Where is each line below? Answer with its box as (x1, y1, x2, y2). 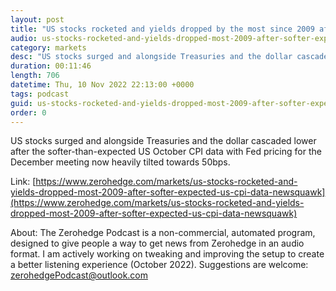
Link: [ (10, 176, 37, 188)
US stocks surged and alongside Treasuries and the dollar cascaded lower (10, 135, 317, 147)
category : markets (10, 42, 87, 53)
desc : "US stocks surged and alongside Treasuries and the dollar (10, 52, 293, 62)
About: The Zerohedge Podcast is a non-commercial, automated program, (10, 227, 316, 239)
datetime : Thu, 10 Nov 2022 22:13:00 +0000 (10, 80, 195, 90)
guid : (10, 98, 33, 108)
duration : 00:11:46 (10, 61, 92, 71)
